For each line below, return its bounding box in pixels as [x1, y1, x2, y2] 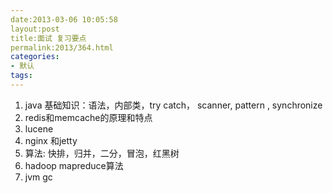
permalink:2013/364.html [10, 42, 114, 53]
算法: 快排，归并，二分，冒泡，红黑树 [24, 147, 180, 159]
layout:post [10, 24, 60, 34]
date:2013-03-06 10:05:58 [10, 14, 118, 25]
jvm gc [24, 171, 53, 183]
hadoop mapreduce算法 [24, 159, 124, 171]
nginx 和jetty [24, 134, 78, 146]
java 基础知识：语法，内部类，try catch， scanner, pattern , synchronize [24, 99, 323, 111]
